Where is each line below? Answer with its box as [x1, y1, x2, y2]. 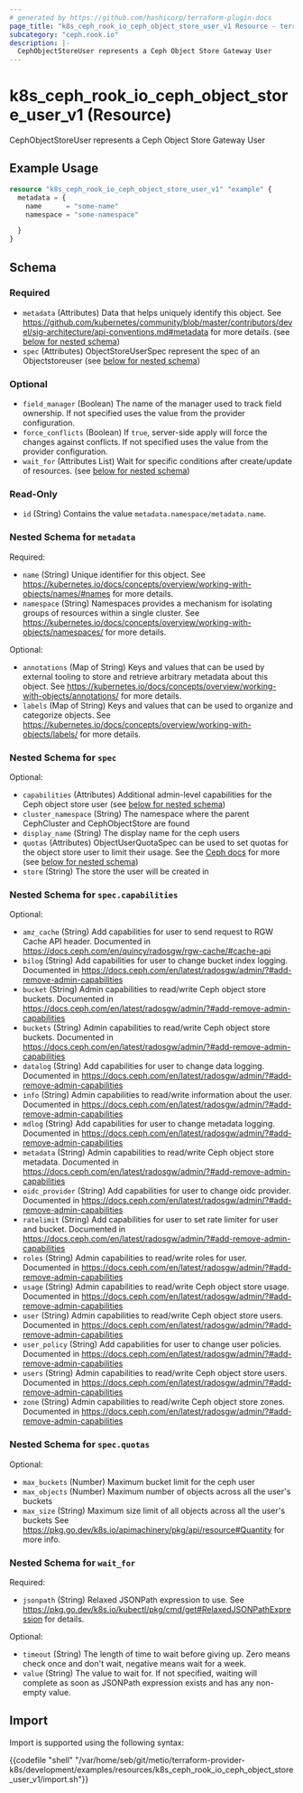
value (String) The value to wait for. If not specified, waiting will [22, 1668, 258, 1678]
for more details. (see [210, 326, 290, 337]
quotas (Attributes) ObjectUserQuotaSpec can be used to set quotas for [22, 837, 289, 848]
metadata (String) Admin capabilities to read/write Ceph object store [22, 1147, 275, 1158]
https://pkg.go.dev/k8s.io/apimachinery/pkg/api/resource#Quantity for [22, 1524, 285, 1535]
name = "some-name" [25, 201, 119, 210]
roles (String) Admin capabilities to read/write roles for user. [22, 1252, 248, 1264]
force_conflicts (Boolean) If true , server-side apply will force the [22, 427, 268, 438]
